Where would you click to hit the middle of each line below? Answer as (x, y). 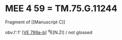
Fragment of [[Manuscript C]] (35, 22)
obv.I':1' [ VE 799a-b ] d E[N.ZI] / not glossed (49, 32)
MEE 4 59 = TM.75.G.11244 (61, 9)
